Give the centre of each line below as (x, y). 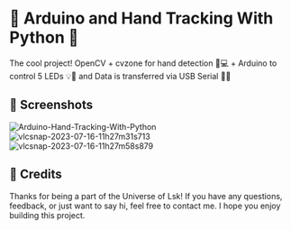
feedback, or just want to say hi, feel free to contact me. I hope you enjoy (145, 206)
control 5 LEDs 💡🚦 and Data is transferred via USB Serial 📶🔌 (120, 76)
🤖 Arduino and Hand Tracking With (141, 18)
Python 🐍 (44, 37)
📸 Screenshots (51, 105)
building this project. (47, 215)
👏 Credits (36, 175)
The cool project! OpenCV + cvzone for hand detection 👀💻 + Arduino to (143, 63)
